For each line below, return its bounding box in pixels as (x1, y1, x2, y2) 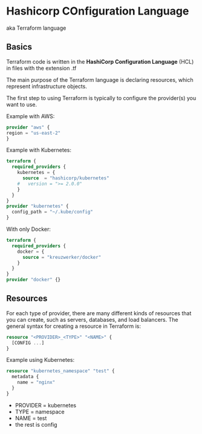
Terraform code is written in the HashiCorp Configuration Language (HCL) (6, 58, 194, 65)
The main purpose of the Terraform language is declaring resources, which (6, 76, 194, 83)
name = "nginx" (17, 379, 56, 386)
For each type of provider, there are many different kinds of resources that (6, 309, 192, 316)
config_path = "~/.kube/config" (11, 209, 94, 215)
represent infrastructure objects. (6, 82, 88, 90)
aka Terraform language (6, 24, 67, 32)
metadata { (11, 374, 39, 380)
